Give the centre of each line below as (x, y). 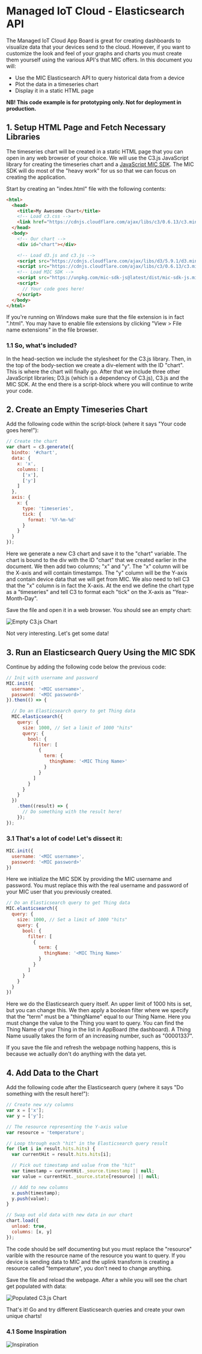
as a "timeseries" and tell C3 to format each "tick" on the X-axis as (89, 592)
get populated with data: (37, 1286)
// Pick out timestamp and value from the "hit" (74, 1166)
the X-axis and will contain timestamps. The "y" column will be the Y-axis (97, 573)
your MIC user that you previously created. (59, 892)
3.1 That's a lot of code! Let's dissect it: (65, 838)
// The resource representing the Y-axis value (67, 1127)
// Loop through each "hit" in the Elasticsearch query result (87, 1143)
